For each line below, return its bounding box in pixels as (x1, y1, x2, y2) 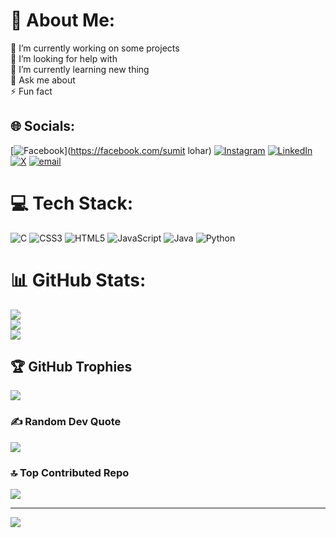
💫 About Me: (10, 9, 116, 32)
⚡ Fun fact (10, 85, 53, 97)
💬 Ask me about (10, 74, 76, 86)
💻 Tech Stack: (10, 192, 134, 214)
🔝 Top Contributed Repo (10, 465, 130, 479)
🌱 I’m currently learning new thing (10, 63, 150, 75)
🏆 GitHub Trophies (10, 359, 133, 376)
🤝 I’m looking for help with (10, 52, 118, 64)
